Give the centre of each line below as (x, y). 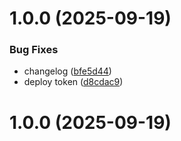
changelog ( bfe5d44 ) (67, 71)
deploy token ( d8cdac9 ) (73, 82)
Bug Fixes (34, 50)
